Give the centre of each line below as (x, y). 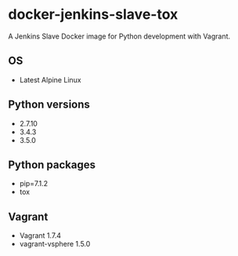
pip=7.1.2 (34, 184)
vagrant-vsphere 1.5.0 (55, 244)
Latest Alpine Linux (50, 79)
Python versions (49, 105)
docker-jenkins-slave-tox (93, 15)
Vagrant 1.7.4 (40, 236)
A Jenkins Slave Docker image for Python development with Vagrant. (119, 36)
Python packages (52, 165)
